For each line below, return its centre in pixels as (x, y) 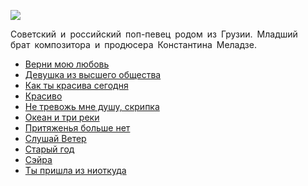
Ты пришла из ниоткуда (75, 170)
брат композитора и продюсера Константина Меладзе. (133, 44)
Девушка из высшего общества (93, 74)
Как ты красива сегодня (76, 85)
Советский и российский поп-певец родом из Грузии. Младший (154, 34)
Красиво (43, 96)
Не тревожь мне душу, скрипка (92, 106)
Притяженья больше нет (77, 128)
